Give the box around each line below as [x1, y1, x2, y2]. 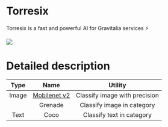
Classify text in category [83, 110, 152, 119]
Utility [108, 81, 126, 89]
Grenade [39, 101, 64, 109]
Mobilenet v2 [33, 91, 70, 99]
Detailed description [6, 59, 110, 73]
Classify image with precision [76, 91, 160, 99]
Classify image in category [79, 101, 155, 109]
